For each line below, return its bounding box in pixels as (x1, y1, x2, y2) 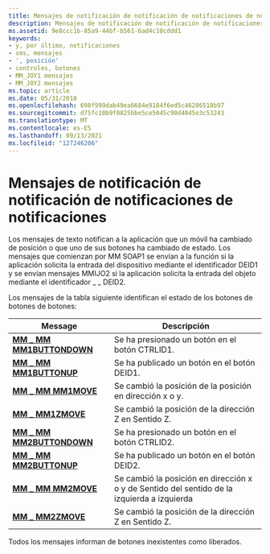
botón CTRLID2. (113, 436, 175, 448)
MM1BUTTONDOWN (12, 344, 94, 355)
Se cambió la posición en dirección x (113, 473, 253, 484)
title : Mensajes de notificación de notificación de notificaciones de (8, 11, 253, 20)
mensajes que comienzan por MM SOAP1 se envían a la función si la (8, 251, 235, 262)
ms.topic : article (8, 86, 70, 95)
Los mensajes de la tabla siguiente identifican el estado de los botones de (8, 293, 253, 303)
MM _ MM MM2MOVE (12, 483, 98, 494)
